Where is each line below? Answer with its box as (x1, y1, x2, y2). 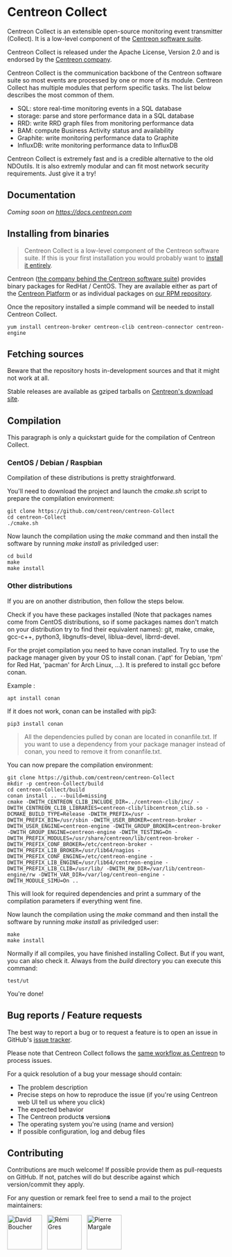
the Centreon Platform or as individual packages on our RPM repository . (7, 289, 213, 297)
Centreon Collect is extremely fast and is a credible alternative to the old (7, 154, 213, 163)
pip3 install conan (7, 720, 64, 727)
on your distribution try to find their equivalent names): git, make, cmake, (7, 625, 215, 633)
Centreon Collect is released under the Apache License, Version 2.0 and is (7, 48, 220, 56)
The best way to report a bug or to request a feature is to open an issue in (7, 1028, 218, 1037)
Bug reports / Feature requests (7, 1009, 143, 1021)
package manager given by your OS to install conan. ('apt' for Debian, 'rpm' (7, 653, 223, 661)
